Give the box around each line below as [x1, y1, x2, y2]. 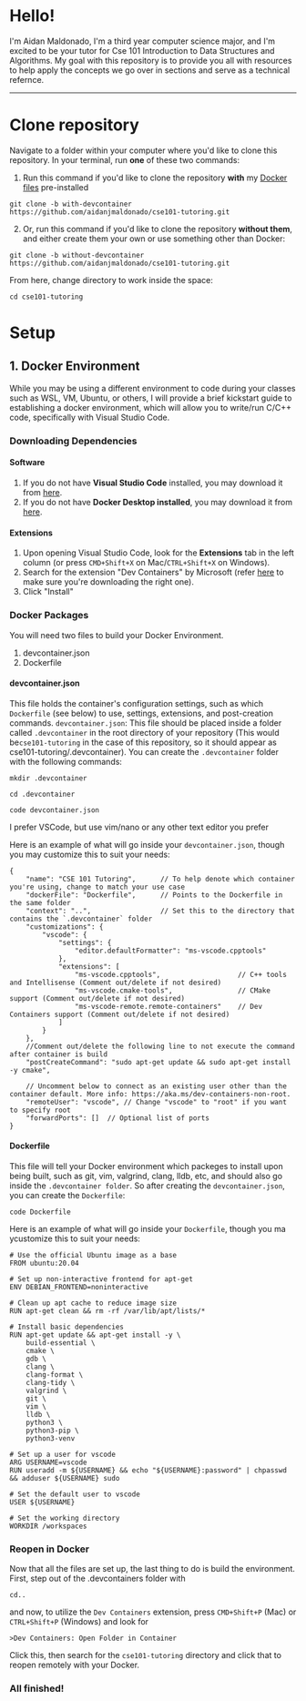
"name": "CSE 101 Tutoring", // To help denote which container [25, 874, 296, 883]
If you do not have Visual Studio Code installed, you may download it [22, 477, 283, 488]
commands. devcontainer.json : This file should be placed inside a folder [9, 717, 282, 728]
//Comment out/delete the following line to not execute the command [25, 1042, 296, 1051]
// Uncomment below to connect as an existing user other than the [25, 1081, 287, 1091]
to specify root [9, 1105, 71, 1115]
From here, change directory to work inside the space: [9, 274, 214, 285]
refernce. [9, 74, 45, 85]
